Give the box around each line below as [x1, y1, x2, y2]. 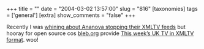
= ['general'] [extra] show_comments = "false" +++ [6, 11, 136, 19]
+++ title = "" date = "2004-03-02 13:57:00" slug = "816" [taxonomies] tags [6, 5, 198, 12]
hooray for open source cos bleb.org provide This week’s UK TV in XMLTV [6, 30, 194, 37]
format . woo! [6, 36, 39, 43]
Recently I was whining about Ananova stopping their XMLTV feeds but [6, 24, 186, 30]
